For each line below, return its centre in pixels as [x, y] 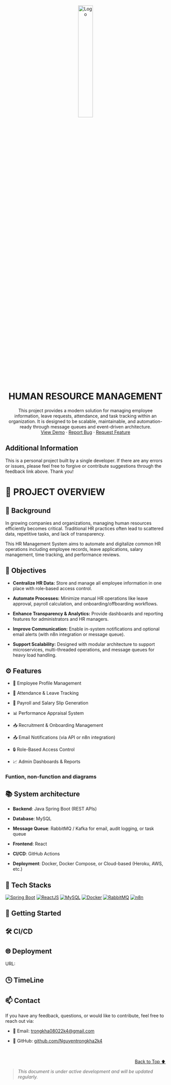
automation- [150, 421]
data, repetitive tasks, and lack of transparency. [55, 534]
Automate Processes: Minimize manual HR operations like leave [80, 598]
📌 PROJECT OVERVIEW [55, 492]
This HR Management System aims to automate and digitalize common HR [83, 544]
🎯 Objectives [26, 571]
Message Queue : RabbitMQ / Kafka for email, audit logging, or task [83, 828]
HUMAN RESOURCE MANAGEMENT [85, 397]
